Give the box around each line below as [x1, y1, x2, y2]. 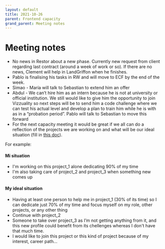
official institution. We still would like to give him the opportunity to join [12, 95, 156, 101]
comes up [12, 174, 33, 180]
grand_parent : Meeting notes [5, 21, 65, 26]
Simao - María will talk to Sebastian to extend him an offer [12, 85, 130, 91]
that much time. [12, 228, 44, 234]
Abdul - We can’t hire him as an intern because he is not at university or [12, 90, 158, 96]
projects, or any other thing [12, 207, 68, 213]
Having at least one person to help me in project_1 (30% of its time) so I [12, 196, 157, 202]
